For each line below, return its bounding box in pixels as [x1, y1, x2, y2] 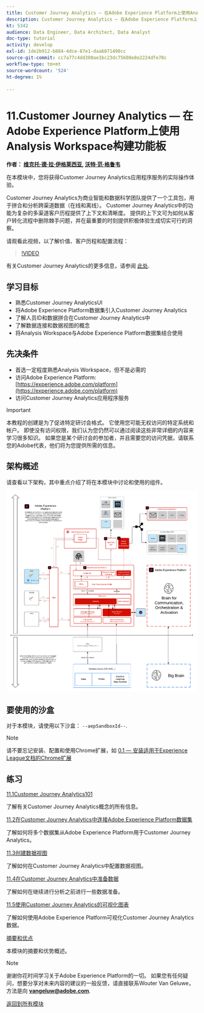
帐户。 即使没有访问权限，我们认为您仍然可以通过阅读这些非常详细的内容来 [6, 426, 194, 434]
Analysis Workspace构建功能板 [6, 140, 166, 153]
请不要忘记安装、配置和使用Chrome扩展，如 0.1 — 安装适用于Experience [6, 747, 188, 754]
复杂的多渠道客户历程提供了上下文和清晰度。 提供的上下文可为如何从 [16, 210, 189, 217]
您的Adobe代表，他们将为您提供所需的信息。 [6, 441, 119, 449]
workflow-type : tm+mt [6, 61, 61, 67]
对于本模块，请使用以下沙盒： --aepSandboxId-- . [6, 722, 127, 729]
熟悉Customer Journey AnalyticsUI [15, 299, 103, 306]
